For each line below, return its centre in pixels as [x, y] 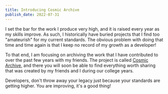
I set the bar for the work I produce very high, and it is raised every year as [82, 29]
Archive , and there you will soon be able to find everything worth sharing [80, 65]
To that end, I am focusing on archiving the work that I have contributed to [82, 55]
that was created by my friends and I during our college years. [69, 70]
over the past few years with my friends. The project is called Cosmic [77, 60]
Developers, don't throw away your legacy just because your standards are [83, 80]
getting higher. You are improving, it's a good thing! [58, 85]
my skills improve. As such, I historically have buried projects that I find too [82, 34]
